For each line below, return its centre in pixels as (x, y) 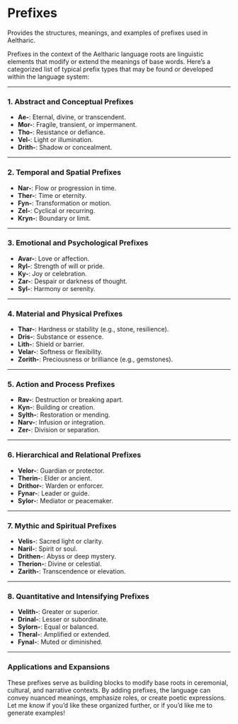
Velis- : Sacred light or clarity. (61, 542)
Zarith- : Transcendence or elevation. (72, 571)
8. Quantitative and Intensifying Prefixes (79, 596)
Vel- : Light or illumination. (55, 140)
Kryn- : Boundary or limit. (54, 218)
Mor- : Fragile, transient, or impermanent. (77, 125)
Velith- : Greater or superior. (58, 612)
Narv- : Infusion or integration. (61, 422)
